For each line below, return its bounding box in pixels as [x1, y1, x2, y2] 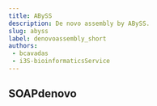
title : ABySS [8, 11, 53, 20]
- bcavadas [11, 49, 49, 57]
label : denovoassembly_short [8, 34, 107, 43]
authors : [8, 42, 38, 50]
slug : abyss [8, 27, 49, 35]
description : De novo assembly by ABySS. [8, 19, 151, 28]
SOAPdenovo [8, 87, 77, 101]
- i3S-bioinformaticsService [11, 57, 111, 66]
